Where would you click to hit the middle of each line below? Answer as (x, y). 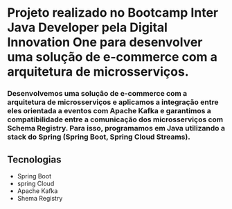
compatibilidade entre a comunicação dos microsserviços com (115, 119)
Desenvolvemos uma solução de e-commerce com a (97, 94)
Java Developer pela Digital (88, 27)
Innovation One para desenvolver (105, 42)
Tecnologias (34, 159)
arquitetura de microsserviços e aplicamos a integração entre (113, 102)
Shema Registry (40, 198)
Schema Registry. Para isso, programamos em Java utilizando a (116, 128)
